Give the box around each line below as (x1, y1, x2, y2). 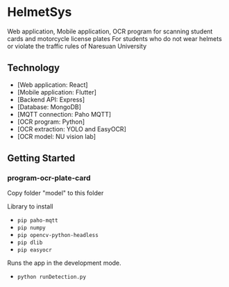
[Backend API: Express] (17, 95, 85, 104)
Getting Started (7, 152, 76, 164)
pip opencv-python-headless (17, 232, 99, 239)
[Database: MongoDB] (17, 102, 82, 111)
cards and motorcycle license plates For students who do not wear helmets (7, 34, 222, 42)
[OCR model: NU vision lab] (17, 132, 96, 140)
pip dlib (17, 239, 43, 247)
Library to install (7, 202, 53, 211)
